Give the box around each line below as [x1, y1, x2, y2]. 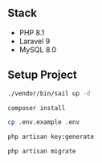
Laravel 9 [18, 36, 51, 46]
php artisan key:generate [7, 132, 94, 141]
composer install [7, 104, 66, 112]
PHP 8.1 [18, 27, 45, 37]
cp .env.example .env [7, 118, 80, 127]
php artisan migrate [7, 148, 77, 156]
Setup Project [7, 68, 78, 82]
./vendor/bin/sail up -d [7, 89, 91, 97]
